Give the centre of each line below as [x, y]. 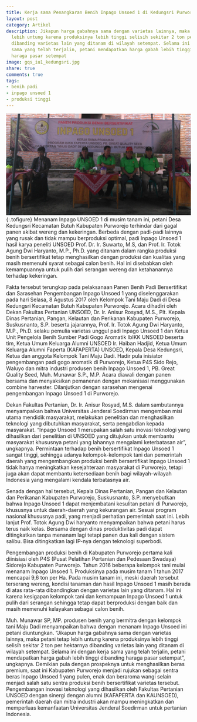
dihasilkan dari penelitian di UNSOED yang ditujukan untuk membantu [90, 436]
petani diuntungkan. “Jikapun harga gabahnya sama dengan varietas [89, 633]
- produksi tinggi [28, 99]
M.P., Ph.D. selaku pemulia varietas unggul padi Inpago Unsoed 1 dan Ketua [97, 331]
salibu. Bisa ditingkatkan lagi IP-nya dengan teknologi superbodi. [84, 541]
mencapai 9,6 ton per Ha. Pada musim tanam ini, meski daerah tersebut [92, 577]
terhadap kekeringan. [32, 275]
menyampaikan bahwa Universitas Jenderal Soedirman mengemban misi [94, 411]
